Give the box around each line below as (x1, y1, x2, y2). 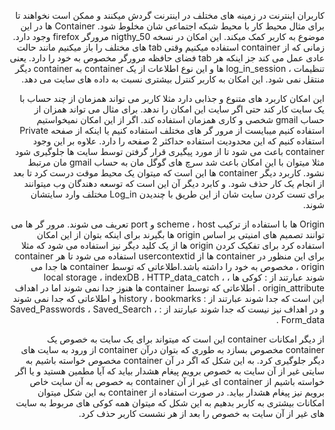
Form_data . (275, 314, 325, 325)
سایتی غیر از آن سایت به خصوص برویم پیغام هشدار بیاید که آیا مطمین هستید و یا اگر (15, 365, 325, 377)
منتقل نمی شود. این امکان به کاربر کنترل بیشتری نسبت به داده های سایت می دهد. (21, 73, 325, 85)
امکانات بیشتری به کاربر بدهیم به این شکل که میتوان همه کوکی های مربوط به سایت (15, 397, 325, 409)
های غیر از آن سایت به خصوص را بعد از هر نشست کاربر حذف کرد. (78, 408, 325, 419)
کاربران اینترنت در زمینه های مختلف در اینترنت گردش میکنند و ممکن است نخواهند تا (15, 10, 325, 21)
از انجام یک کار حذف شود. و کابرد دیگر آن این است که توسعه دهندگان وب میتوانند (23, 178, 325, 189)
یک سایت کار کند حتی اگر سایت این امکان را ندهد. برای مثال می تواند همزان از (33, 103, 325, 115)
